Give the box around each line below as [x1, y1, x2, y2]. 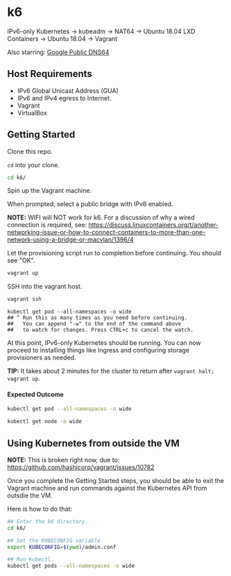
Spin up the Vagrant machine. [7, 187, 92, 195]
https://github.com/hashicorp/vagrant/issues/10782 [7, 463, 155, 471]
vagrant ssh [7, 296, 42, 303]
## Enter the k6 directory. [7, 518, 89, 525]
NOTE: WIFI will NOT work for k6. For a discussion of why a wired [7, 213, 196, 222]
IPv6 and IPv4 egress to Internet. [17, 94, 112, 102]
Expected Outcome [7, 390, 64, 398]
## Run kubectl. [7, 556, 54, 563]
